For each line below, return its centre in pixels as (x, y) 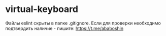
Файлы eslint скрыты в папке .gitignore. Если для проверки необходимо (83, 23)
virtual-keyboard (42, 9)
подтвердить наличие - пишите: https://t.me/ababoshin (64, 28)
